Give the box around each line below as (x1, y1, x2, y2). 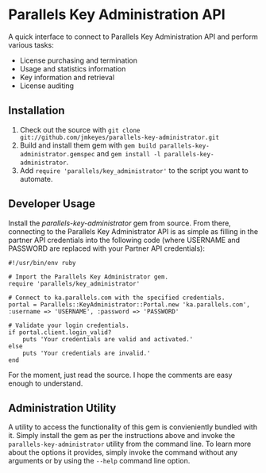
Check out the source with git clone (19, 125, 141, 134)
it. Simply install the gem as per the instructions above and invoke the (8, 431, 236, 440)
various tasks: (8, 40, 54, 49)
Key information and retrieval (19, 72, 115, 82)
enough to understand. (8, 379, 83, 388)
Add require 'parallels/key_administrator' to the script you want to (19, 165, 249, 175)
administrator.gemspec (19, 150, 95, 158)
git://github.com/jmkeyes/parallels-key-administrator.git (19, 133, 220, 141)
